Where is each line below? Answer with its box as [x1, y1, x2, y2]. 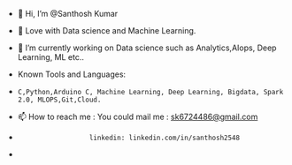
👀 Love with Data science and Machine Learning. [17, 26, 196, 35]
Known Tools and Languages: [17, 69, 127, 79]
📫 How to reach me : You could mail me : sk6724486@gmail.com [17, 111, 258, 122]
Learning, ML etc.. [17, 52, 85, 62]
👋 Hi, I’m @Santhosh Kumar [17, 9, 119, 19]
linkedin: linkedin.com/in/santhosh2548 [88, 133, 241, 142]
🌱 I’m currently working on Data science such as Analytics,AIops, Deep [17, 42, 277, 53]
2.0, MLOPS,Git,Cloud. [17, 95, 102, 104]
